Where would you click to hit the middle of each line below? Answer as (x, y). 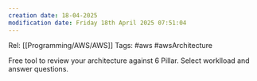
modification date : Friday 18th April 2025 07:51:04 (97, 23)
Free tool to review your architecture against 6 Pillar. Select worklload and (129, 61)
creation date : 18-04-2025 (53, 15)
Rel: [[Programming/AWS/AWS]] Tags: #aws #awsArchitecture (111, 45)
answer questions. (39, 68)
